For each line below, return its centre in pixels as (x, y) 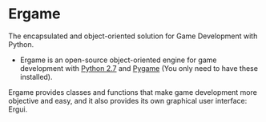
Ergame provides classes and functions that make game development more (133, 92)
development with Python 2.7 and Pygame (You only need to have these (139, 68)
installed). (36, 77)
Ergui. (18, 109)
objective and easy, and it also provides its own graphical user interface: (128, 100)
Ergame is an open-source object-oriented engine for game (118, 60)
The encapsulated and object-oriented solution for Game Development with (133, 36)
